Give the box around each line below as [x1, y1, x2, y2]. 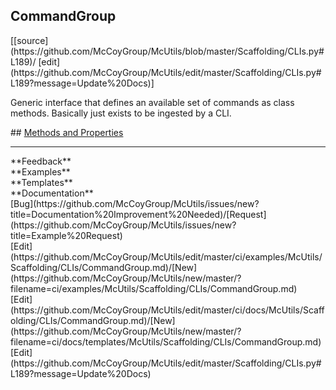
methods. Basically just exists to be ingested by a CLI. [10, 107, 232, 119]
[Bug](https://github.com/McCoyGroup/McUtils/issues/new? [10, 197, 260, 209]
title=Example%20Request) [10, 229, 123, 241]
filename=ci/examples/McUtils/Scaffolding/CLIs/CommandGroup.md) [10, 282, 298, 294]
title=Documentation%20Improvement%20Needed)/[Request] [10, 208, 267, 220]
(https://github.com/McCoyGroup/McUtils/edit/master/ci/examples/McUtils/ [10, 250, 323, 263]
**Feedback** [10, 155, 72, 167]
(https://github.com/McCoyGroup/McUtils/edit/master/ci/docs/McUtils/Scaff [10, 304, 325, 316]
